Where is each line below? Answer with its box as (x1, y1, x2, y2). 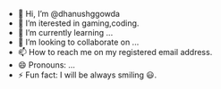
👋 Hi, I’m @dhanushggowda (17, 9, 121, 19)
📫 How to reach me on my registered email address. (17, 47, 213, 57)
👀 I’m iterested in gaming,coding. (17, 18, 140, 28)
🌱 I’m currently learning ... (17, 28, 114, 37)
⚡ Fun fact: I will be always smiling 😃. (17, 69, 157, 80)
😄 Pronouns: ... (17, 60, 76, 70)
